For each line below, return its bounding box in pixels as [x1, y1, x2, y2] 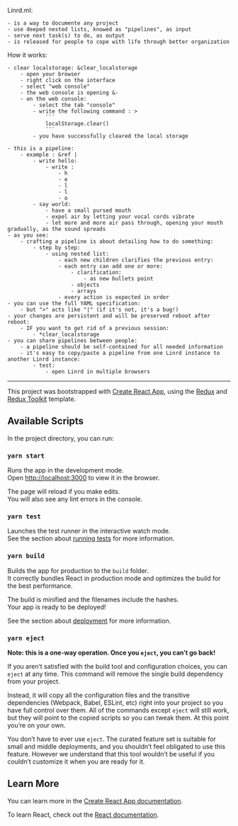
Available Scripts [7, 415, 84, 427]
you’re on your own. [7, 721, 66, 729]
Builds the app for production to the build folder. [7, 566, 149, 575]
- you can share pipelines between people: [7, 337, 138, 344]
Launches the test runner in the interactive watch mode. [7, 527, 171, 536]
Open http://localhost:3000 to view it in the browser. [7, 474, 160, 482]
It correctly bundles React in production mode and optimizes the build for [7, 574, 221, 582]
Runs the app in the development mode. [7, 466, 124, 475]
